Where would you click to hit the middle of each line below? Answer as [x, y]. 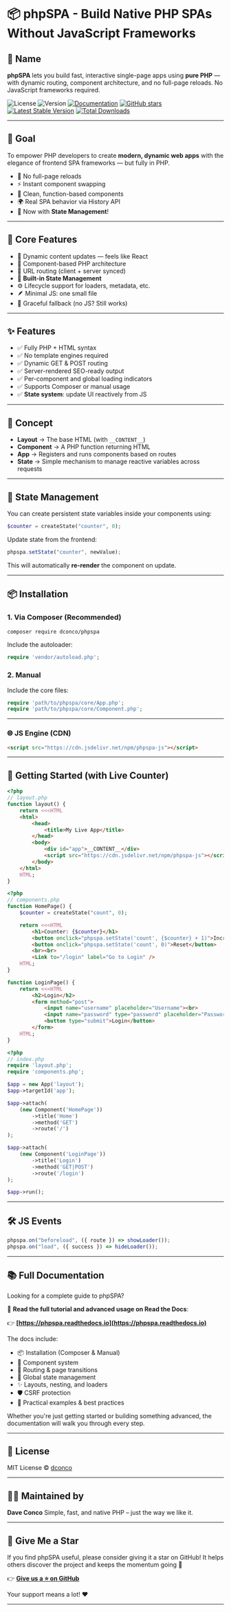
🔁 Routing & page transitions [57, 1369]
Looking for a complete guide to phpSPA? [66, 1296]
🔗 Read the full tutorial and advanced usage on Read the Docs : [98, 1309]
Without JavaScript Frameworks [101, 33]
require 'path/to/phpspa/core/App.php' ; [66, 703]
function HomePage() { [40, 907]
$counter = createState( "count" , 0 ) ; [74, 913]
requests [30, 469]
